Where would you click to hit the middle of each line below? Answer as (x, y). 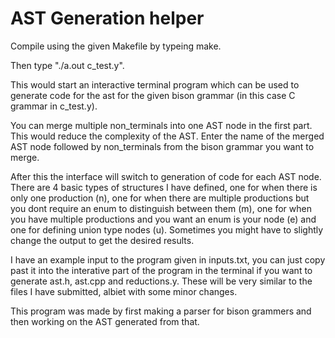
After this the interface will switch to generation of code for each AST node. (166, 176)
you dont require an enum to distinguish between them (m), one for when (161, 208)
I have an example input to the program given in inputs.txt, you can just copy (168, 259)
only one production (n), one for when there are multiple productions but (160, 198)
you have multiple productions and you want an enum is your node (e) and (163, 219)
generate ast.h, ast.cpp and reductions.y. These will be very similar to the (161, 281)
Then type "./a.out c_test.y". (67, 65)
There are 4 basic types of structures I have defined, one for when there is (164, 187)
